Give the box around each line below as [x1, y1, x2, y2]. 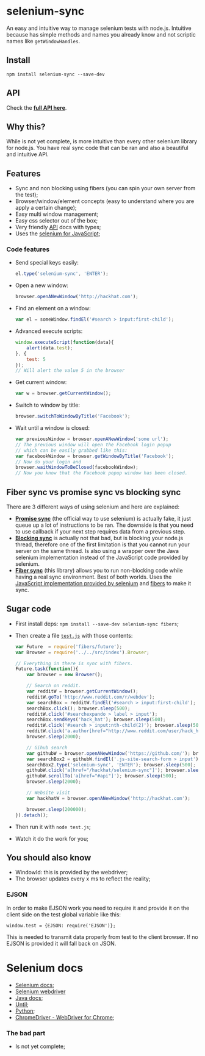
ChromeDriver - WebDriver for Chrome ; [15, 1013, 115, 1021]
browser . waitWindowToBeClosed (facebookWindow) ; [15, 465, 138, 471]
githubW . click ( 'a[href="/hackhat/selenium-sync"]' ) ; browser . [26, 767, 188, 774]
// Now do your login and [15, 458, 81, 465]
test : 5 [26, 356, 46, 362]
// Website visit [26, 790, 70, 796]
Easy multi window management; [15, 210, 99, 218]
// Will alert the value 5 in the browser [15, 368, 125, 374]
